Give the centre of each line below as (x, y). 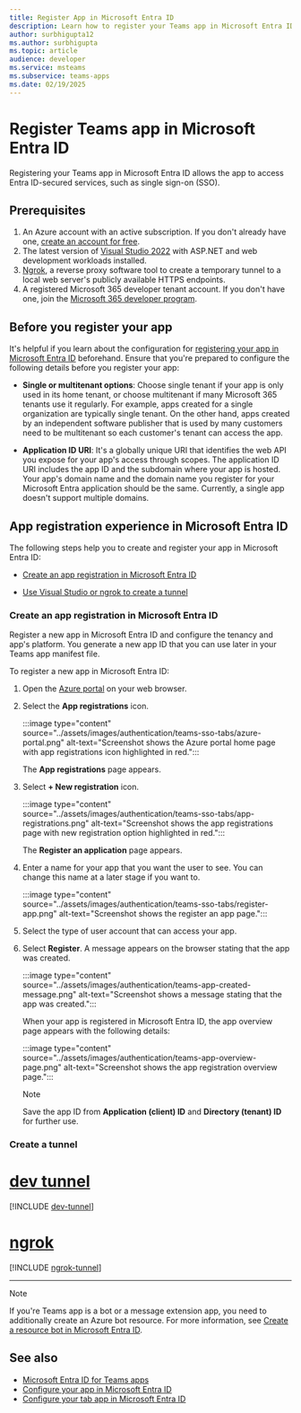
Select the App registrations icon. (86, 706)
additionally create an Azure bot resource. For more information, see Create (149, 1321)
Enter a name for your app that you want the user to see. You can (142, 868)
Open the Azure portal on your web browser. (104, 689)
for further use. (50, 1121)
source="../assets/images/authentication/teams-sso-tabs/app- (138, 814)
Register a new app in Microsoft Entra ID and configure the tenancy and (141, 635)
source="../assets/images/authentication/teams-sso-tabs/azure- (142, 733)
